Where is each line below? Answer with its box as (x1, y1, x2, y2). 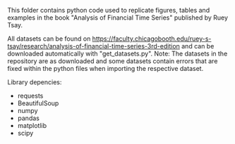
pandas (17, 114, 40, 122)
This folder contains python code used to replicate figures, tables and (7, 6, 210, 14)
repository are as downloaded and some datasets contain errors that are (7, 57, 218, 65)
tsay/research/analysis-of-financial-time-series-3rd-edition (7, 42, 180, 50)
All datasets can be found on (7, 34, 91, 43)
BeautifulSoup (17, 99, 59, 107)
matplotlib (17, 122, 47, 129)
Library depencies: (7, 78, 62, 86)
